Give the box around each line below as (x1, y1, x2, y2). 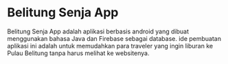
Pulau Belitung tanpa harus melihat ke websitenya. (7, 49, 150, 57)
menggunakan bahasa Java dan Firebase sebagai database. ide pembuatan (7, 34, 222, 42)
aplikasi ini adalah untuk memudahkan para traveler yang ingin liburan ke (7, 42, 214, 50)
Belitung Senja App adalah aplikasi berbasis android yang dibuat (7, 27, 189, 35)
